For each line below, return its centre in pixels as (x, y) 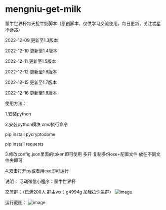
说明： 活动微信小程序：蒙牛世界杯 (40, 181)
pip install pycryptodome (30, 134)
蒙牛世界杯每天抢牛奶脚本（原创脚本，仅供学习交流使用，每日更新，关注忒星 (83, 23)
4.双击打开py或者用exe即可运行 (37, 171)
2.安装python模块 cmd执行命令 (37, 124)
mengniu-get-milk (43, 9)
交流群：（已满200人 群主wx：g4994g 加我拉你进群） (59, 192)
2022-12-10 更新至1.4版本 (31, 51)
